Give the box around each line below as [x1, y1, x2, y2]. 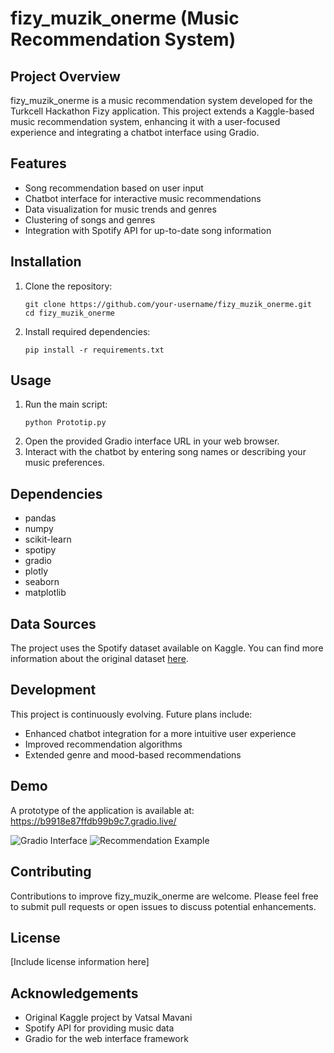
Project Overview [10, 68, 121, 85]
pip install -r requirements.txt [24, 345, 165, 355]
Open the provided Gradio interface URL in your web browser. [24, 435, 280, 447]
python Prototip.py [24, 418, 107, 428]
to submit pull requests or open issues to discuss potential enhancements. [10, 900, 317, 912]
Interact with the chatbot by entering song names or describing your [24, 446, 307, 458]
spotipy [24, 544, 57, 556]
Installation [10, 253, 82, 271]
